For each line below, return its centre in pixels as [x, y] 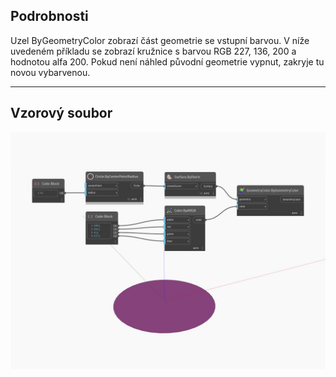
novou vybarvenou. [50, 72]
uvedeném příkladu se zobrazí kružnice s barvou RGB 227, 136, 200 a [153, 51]
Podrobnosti [49, 16]
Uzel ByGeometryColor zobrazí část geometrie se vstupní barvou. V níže [160, 40]
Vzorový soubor [61, 113]
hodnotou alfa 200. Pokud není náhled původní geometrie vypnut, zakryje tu [167, 61]
